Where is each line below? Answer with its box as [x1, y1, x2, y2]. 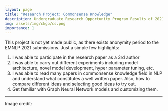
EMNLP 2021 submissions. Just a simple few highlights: [5, 45, 120, 51]
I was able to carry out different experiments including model [12, 60, 138, 66]
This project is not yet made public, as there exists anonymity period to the [5, 39, 159, 45]
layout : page [5, 7, 32, 12]
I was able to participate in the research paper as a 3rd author [12, 54, 140, 60]
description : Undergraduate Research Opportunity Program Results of [5, 16, 153, 21]
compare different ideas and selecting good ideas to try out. [12, 81, 136, 87]
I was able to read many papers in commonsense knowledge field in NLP [12, 70, 162, 76]
